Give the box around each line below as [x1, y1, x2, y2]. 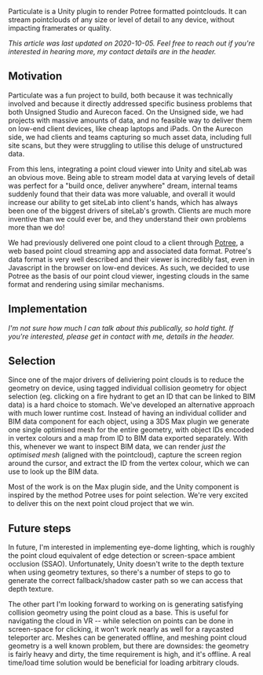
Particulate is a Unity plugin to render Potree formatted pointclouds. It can [8, 7, 247, 16]
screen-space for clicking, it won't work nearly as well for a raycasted [8, 625, 234, 634]
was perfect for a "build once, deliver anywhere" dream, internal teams [8, 181, 238, 190]
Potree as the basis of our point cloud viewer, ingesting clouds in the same [8, 271, 250, 281]
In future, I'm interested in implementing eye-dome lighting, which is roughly [8, 542, 255, 552]
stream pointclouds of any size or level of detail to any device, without [8, 15, 235, 24]
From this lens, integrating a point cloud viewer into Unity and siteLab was [8, 164, 247, 174]
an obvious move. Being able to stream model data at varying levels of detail [8, 172, 255, 182]
